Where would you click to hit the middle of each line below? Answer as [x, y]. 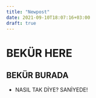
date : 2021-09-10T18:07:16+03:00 [48, 18]
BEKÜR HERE [39, 53]
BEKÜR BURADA [37, 75]
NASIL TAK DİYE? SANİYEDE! [51, 90]
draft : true [21, 23]
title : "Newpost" [28, 12]
